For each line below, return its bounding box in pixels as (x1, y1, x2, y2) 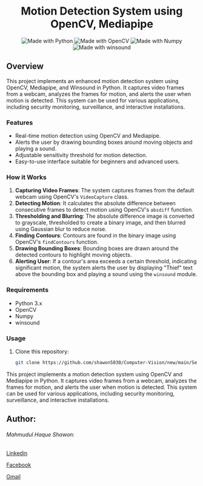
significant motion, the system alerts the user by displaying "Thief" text (15, 264, 193, 271)
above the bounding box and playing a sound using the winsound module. (15, 271, 198, 278)
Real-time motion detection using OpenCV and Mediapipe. (15, 132, 161, 140)
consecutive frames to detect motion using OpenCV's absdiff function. (15, 206, 194, 214)
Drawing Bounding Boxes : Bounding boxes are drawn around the (15, 245, 179, 252)
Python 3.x (15, 299, 42, 307)
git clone (15, 359, 41, 365)
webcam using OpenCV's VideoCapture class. (15, 193, 129, 201)
